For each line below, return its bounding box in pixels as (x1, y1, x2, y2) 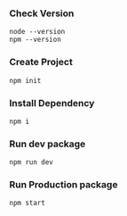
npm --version (9, 35, 62, 45)
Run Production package (9, 179, 118, 191)
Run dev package (9, 137, 86, 150)
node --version (9, 28, 66, 37)
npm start (9, 199, 46, 208)
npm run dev (9, 158, 53, 167)
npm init (9, 76, 42, 85)
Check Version (9, 7, 75, 20)
